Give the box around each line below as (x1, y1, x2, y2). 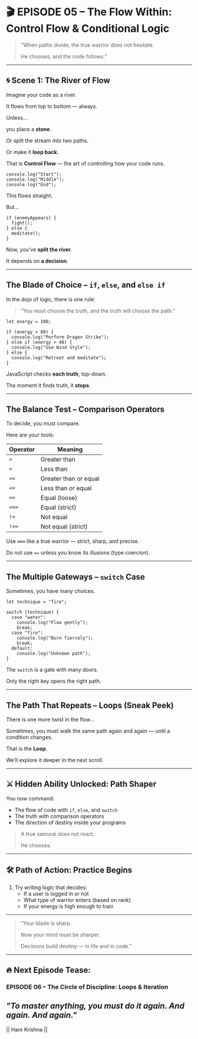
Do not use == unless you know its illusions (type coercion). (6, 549, 150, 556)
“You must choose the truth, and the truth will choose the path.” (20, 307, 176, 314)
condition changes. (6, 734, 53, 741)
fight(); (11, 220, 33, 226)
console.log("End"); (6, 181, 57, 187)
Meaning (57, 445, 83, 454)
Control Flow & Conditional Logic (6, 22, 170, 35)
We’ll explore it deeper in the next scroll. (6, 757, 104, 763)
